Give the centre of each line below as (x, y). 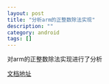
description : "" (30, 26)
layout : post (26, 13)
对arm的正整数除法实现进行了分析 (55, 59)
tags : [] (20, 39)
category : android (33, 32)
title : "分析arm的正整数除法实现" (51, 20)
